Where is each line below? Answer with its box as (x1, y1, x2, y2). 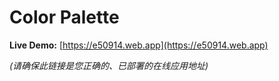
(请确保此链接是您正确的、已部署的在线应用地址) (9, 59, 209, 71)
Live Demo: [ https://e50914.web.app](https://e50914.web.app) (9, 39, 269, 51)
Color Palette (9, 6, 120, 29)
